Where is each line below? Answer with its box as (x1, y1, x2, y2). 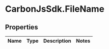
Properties (5, 23, 38, 31)
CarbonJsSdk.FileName (5, 3, 105, 15)
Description (43, 38, 71, 44)
